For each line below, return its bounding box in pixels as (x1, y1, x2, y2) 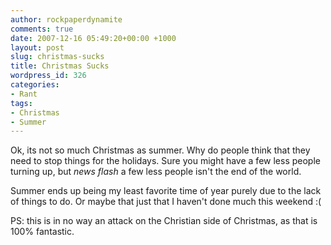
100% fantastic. (10, 226, 75, 238)
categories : (10, 80, 60, 90)
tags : (10, 98, 33, 108)
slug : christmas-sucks (10, 52, 105, 62)
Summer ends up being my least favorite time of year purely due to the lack (10, 185, 322, 197)
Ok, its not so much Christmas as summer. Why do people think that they (10, 144, 311, 156)
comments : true (10, 24, 74, 34)
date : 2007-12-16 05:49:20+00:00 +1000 (10, 33, 177, 43)
